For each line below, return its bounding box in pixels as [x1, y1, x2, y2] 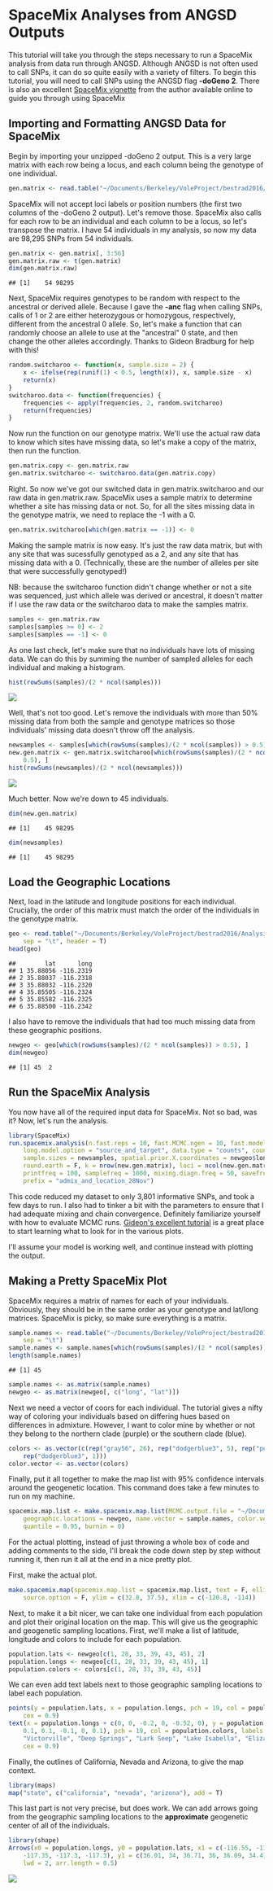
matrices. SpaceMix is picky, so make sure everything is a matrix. [8, 1313, 227, 1323]
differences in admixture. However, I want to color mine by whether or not [8, 1420, 255, 1429]
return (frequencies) [23, 406, 93, 414]
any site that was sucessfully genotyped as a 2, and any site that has [8, 549, 240, 558]
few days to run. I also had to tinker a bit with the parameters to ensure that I [8, 1200, 264, 1210]
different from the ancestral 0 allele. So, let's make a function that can [8, 319, 242, 329]
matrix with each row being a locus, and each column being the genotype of [8, 160, 264, 169]
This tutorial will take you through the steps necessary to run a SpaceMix [8, 50, 253, 59]
